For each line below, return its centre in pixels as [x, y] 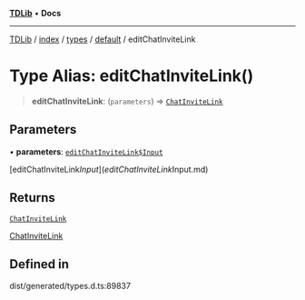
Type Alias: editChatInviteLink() [132, 76]
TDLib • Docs [35, 13]
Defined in [39, 264]
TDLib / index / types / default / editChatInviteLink [103, 39]
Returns [33, 198]
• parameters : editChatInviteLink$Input [86, 151]
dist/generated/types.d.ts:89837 [70, 286]
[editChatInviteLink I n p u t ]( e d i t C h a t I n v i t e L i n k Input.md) [109, 169]
